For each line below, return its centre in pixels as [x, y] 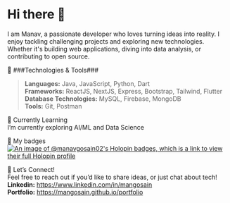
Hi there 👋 [36, 14]
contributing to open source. [49, 56]
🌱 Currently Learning [38, 120]
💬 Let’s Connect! [31, 169]
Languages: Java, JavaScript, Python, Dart [87, 83]
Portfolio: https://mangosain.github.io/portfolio [75, 192]
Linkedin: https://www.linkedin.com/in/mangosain [80, 184]
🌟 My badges [26, 141]
